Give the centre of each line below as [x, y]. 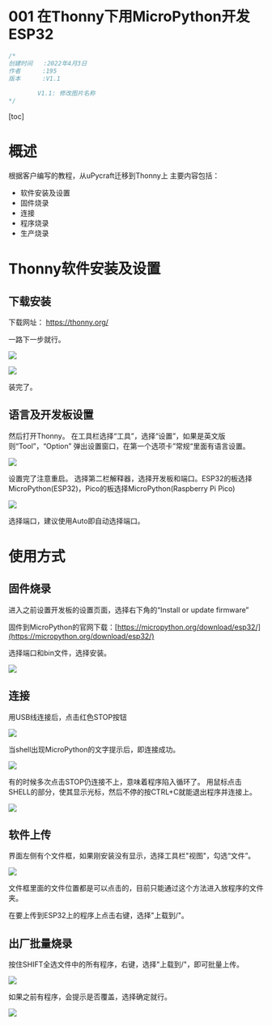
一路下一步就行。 [37, 339]
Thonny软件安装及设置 [85, 269]
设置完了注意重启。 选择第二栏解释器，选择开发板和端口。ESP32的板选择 [130, 478]
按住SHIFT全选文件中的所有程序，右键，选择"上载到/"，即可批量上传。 [126, 964]
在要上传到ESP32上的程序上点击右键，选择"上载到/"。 [98, 916]
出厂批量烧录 [40, 943]
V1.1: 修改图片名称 [66, 94]
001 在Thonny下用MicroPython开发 [129, 17]
